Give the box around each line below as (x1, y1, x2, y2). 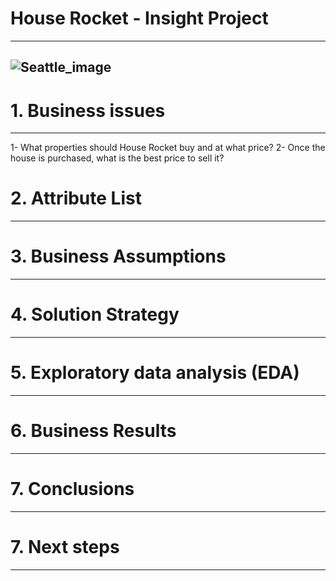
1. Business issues (10, 99, 166, 122)
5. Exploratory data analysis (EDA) (10, 362, 300, 384)
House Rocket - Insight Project (10, 7, 269, 30)
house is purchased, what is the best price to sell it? (10, 152, 225, 164)
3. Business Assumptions (10, 245, 227, 268)
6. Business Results (10, 420, 177, 442)
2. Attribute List (10, 187, 142, 210)
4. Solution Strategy (10, 303, 180, 326)
